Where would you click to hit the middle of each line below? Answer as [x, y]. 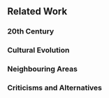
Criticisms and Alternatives [55, 88]
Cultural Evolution [38, 50]
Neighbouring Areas [43, 69]
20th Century [31, 31]
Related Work [37, 12]
